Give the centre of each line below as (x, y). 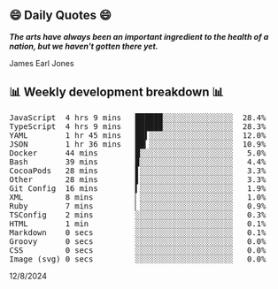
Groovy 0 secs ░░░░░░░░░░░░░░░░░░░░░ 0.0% (138, 241)
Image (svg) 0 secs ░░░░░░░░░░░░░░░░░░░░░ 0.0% (138, 259)
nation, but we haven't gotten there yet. (84, 46)
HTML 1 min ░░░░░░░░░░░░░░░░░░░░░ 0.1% (138, 224)
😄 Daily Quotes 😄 (61, 15)
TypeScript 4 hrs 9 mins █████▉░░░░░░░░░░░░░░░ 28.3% (138, 126)
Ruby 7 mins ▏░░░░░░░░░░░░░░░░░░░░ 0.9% (138, 206)
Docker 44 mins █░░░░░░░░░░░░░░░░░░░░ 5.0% (138, 153)
